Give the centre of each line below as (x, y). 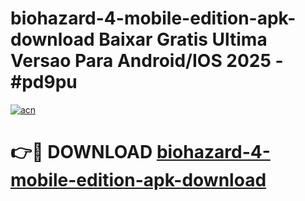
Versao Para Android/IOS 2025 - (147, 61)
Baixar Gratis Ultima (183, 39)
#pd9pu (44, 82)
